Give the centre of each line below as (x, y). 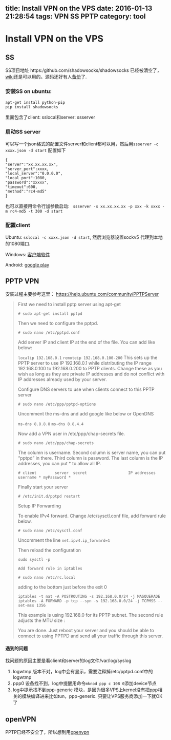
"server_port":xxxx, (27, 169)
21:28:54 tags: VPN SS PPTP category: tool (76, 17)
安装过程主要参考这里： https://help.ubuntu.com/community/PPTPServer (82, 294)
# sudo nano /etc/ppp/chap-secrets (56, 443)
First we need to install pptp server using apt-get (69, 305)
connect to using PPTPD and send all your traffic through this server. (90, 636)
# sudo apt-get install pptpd (50, 314)
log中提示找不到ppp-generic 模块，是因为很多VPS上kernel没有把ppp (85, 690)
